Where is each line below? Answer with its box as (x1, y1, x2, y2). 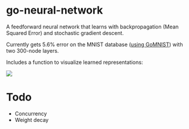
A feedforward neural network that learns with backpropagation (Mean (6, 23, 179, 30)
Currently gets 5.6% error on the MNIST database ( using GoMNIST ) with (6, 41, 183, 48)
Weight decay (14, 116, 49, 123)
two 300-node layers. (6, 47, 59, 54)
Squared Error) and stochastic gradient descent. (6, 29, 124, 36)
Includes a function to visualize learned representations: (6, 59, 143, 66)
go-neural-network (6, 4, 104, 17)
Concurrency (14, 110, 47, 117)
